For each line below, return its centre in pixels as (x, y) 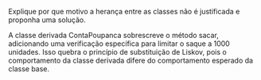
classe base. (29, 69)
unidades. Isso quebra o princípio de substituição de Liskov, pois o (117, 52)
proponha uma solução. (47, 20)
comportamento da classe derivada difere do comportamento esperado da (130, 60)
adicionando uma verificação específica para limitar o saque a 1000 (119, 44)
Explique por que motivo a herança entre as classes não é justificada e (124, 11)
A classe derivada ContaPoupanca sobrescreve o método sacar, (113, 35)
